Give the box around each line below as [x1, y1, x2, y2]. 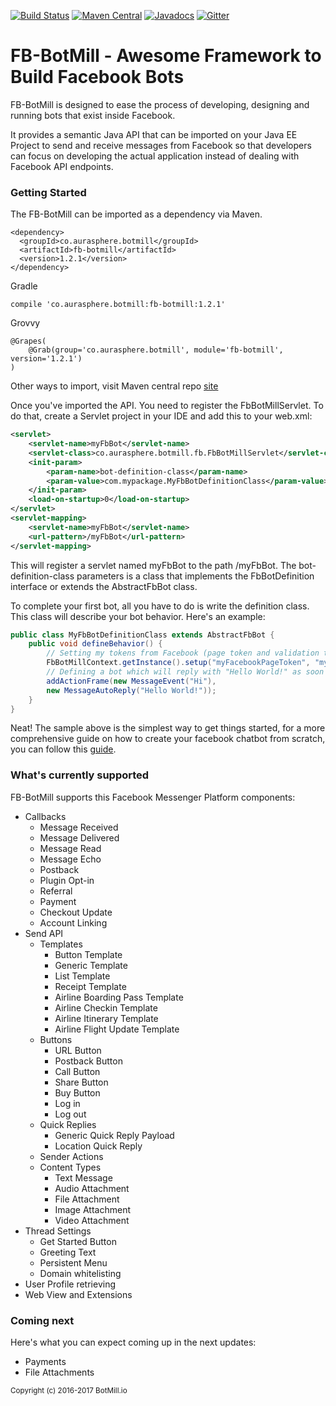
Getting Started [10, 185, 87, 199]
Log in [54, 1097, 81, 1109]
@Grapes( [10, 336, 47, 347]
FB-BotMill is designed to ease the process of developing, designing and [10, 98, 310, 110]
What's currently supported [10, 768, 150, 782]
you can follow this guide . [10, 743, 117, 755]
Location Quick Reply [54, 1140, 143, 1152]
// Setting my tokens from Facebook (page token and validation [46, 648, 320, 659]
